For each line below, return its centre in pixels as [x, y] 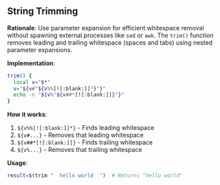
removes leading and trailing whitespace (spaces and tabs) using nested [110, 42]
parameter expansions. [40, 50]
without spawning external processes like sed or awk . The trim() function [110, 35]
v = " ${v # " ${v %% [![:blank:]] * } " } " [60, 89]
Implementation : [31, 63]
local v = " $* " [32, 82]
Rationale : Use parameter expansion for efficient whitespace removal [106, 28]
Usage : [18, 163]
